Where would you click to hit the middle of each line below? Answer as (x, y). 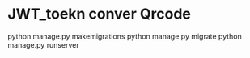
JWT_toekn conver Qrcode (100, 14)
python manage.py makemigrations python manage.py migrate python (125, 36)
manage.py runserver (44, 44)
